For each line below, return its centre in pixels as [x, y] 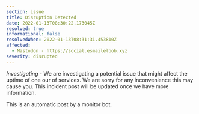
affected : [19, 46]
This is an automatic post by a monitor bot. [59, 104]
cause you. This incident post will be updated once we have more [87, 86]
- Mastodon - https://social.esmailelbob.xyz [70, 51]
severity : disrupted [32, 56]
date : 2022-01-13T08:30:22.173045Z [51, 23]
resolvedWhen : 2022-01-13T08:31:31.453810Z [62, 40]
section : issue [25, 12]
